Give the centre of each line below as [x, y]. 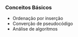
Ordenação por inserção [38, 18]
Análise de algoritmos [35, 29]
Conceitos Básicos [28, 7]
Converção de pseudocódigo [43, 23]
